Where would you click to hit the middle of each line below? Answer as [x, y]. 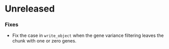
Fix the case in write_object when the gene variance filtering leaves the [88, 35]
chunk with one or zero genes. [44, 41]
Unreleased [30, 9]
